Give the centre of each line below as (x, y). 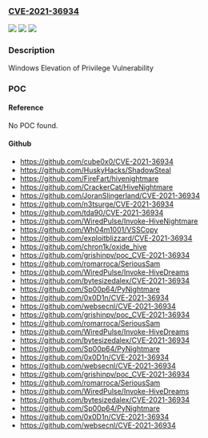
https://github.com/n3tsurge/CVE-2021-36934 (97, 204)
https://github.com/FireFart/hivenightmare (89, 179)
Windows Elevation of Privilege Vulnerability (81, 68)
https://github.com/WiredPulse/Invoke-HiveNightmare (109, 221)
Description (32, 50)
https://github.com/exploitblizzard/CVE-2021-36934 (106, 238)
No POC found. (33, 125)
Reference (26, 108)
